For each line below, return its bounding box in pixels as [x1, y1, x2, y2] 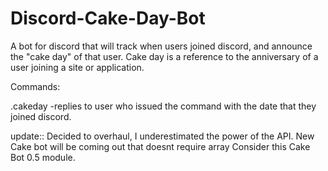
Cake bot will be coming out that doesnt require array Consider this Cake [10, 140, 311, 152]
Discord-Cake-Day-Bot [10, 7, 206, 30]
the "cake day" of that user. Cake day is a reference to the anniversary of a [10, 50, 319, 62]
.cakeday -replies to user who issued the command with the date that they [10, 100, 317, 112]
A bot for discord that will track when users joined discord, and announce [10, 40, 313, 52]
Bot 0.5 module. [10, 151, 76, 163]
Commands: [10, 80, 61, 92]
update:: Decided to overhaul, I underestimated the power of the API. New [10, 130, 315, 142]
